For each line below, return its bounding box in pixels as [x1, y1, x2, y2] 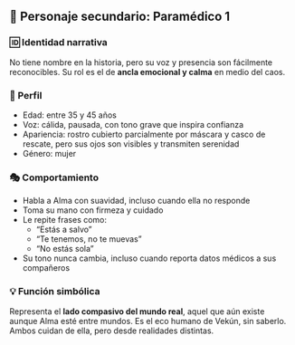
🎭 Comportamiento [9, 171, 100, 184]
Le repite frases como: [22, 215, 107, 225]
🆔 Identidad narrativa [9, 36, 109, 49]
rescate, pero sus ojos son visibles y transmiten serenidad [22, 138, 240, 149]
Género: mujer [22, 148, 77, 158]
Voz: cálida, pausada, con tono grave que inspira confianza [22, 119, 244, 129]
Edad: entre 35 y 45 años [22, 110, 118, 120]
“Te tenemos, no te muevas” [35, 234, 142, 244]
